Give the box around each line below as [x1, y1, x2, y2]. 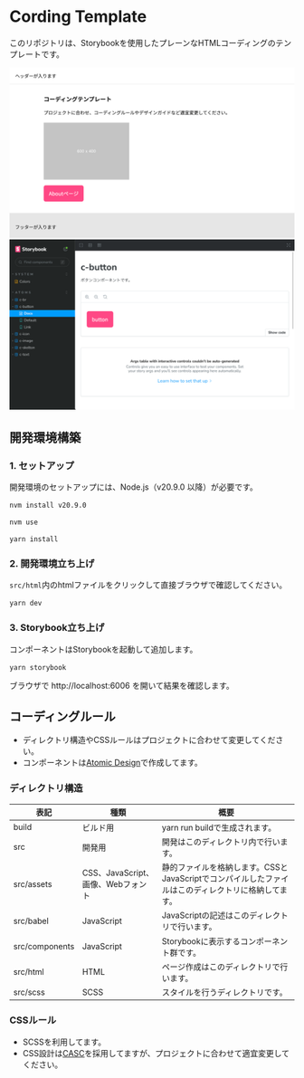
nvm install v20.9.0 [9, 501, 88, 510]
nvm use [9, 518, 39, 527]
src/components [13, 941, 75, 952]
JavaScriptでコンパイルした [161, 873, 265, 884]
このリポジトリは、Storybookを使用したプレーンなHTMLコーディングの [9, 37, 276, 48]
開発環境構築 [9, 430, 81, 445]
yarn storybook [9, 663, 67, 672]
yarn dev [9, 599, 43, 608]
